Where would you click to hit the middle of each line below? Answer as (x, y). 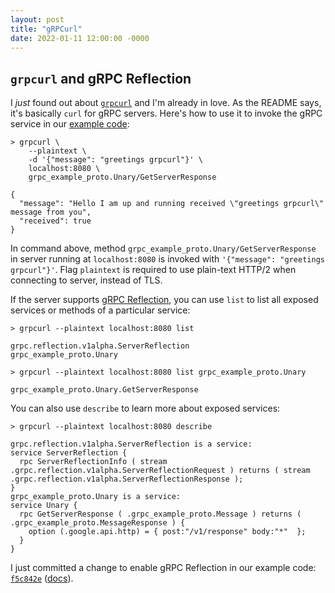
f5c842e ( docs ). (42, 578)
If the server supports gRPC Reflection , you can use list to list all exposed (164, 300)
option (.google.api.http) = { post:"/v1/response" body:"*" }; (167, 532)
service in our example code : (70, 124)
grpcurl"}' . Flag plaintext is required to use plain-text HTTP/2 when (153, 270)
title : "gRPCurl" (46, 29)
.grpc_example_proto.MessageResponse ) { (98, 523)
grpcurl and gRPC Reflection (101, 78)
